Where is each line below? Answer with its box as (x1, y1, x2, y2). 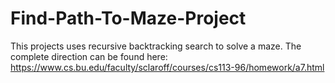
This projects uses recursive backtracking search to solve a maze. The (10, 40, 302, 52)
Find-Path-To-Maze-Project (10, 7, 247, 30)
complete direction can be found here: (10, 50, 168, 62)
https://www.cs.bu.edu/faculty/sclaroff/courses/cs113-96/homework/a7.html (10, 61, 325, 73)
